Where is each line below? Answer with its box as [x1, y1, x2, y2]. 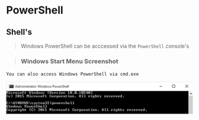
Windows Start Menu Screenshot [20, 57, 118, 65]
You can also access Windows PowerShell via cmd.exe [6, 71, 139, 77]
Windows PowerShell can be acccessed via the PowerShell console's [20, 42, 190, 49]
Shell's [6, 27, 33, 37]
